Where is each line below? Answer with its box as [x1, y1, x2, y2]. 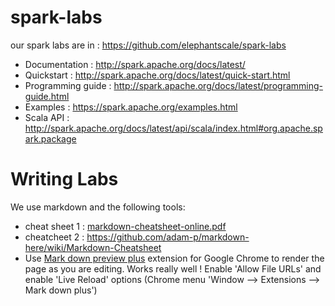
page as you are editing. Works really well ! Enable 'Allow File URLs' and [24, 262, 322, 275]
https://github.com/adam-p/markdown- [86, 231, 250, 243]
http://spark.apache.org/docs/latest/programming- [113, 79, 323, 91]
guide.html [24, 90, 70, 102]
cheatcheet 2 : [24, 231, 85, 243]
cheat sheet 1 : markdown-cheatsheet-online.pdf [24, 220, 227, 232]
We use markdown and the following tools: [10, 201, 186, 213]
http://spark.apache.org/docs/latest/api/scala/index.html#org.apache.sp [24, 122, 323, 134]
